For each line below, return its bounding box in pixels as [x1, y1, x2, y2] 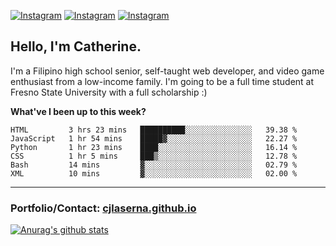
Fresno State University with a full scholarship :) [10, 86, 208, 98]
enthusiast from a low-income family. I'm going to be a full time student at [10, 75, 315, 87]
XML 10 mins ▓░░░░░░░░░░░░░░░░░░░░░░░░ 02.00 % [10, 168, 298, 179]
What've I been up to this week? [10, 105, 147, 117]
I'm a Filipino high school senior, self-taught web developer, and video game [10, 65, 325, 77]
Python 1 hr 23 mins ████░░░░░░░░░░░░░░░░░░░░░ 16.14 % [10, 142, 298, 152]
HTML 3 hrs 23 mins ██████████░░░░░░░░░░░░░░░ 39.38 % [10, 125, 298, 135]
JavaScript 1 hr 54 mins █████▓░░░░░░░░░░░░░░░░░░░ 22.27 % [10, 133, 298, 144]
